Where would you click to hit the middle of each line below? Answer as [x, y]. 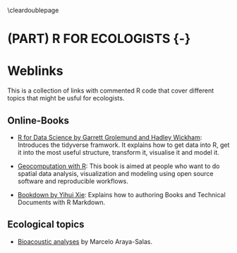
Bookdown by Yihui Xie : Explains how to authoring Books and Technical [121, 194]
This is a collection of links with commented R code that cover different [111, 90]
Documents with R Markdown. [61, 202]
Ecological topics [46, 224]
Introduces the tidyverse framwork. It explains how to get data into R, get [123, 145]
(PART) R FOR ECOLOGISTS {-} [99, 39]
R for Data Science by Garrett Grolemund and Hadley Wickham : [110, 137]
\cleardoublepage [33, 10]
